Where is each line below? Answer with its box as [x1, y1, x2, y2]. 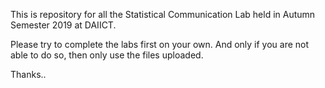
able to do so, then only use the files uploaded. [10, 49, 204, 61]
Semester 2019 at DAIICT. [10, 19, 117, 31]
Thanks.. [10, 69, 47, 80]
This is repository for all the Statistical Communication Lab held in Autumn [10, 9, 316, 20]
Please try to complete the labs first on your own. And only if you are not [10, 39, 310, 50]
